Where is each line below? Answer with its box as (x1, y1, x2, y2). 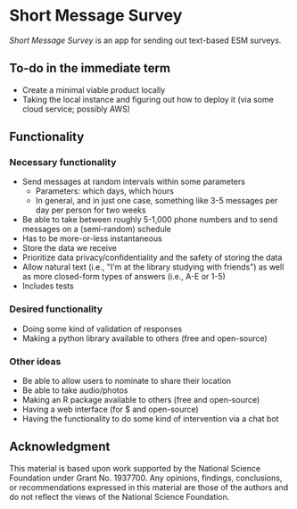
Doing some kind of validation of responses (21, 323, 183, 334)
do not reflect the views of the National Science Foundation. (9, 491, 230, 502)
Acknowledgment (9, 439, 111, 455)
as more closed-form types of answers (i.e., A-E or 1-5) (21, 271, 226, 282)
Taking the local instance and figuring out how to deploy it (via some (21, 94, 274, 104)
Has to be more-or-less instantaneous (21, 233, 162, 244)
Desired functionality (9, 303, 103, 315)
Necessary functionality (9, 156, 117, 169)
